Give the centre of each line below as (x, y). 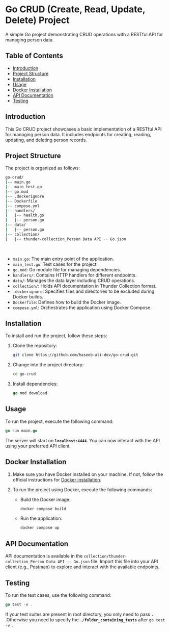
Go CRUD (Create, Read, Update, (75, 9)
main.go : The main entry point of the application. (63, 259)
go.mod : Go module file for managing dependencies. (67, 269)
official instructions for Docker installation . (57, 479)
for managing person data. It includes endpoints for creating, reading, (78, 134)
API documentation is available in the (44, 556)
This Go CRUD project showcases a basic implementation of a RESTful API (83, 129)
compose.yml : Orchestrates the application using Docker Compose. (82, 308)
